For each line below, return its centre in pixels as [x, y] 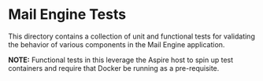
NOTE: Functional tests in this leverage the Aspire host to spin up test [121, 60]
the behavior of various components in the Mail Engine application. [117, 44]
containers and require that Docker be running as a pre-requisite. [114, 68]
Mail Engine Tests [67, 15]
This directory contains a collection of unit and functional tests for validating [132, 36]
